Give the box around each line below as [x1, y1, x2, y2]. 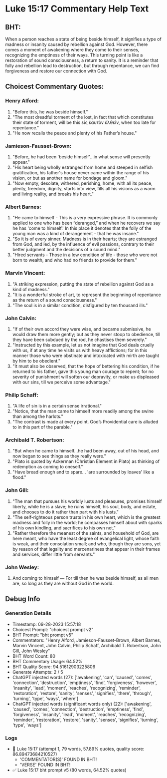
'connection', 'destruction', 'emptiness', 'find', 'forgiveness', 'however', [12, 680, 157, 686]
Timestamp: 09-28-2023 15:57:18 [12, 621, 81, 627]
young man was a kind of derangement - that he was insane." [12, 231, 139, 237]
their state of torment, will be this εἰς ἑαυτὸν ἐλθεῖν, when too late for [12, 119, 156, 125]
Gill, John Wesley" [12, 648, 50, 654]
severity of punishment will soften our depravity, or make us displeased [12, 374, 160, 380]
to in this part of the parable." [12, 424, 73, 430]
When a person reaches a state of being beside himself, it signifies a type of [5, 36, 162, 42]
